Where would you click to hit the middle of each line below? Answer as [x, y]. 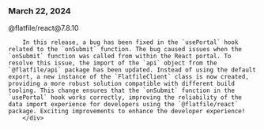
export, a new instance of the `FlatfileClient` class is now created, [128, 77]
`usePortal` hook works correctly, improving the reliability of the [125, 98]
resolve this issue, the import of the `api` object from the [113, 63]
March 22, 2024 [40, 11]
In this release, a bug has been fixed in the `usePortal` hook [130, 42]
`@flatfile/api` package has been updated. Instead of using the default [132, 70]
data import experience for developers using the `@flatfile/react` [123, 105]
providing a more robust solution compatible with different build [122, 84]
